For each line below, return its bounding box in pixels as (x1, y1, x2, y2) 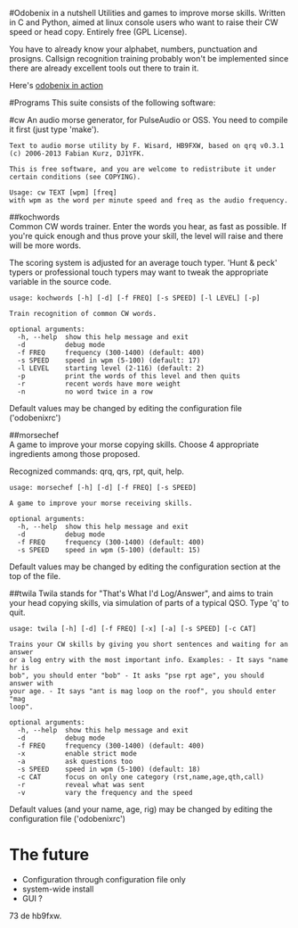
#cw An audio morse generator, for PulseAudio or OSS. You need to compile (9, 115, 288, 125)
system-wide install (21, 883, 94, 894)
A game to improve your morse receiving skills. (9, 499, 193, 508)
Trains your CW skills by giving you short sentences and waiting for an (9, 640, 289, 649)
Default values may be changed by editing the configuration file (9, 403, 243, 413)
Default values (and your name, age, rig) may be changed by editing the (9, 804, 273, 815)
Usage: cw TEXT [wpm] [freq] (9, 188, 117, 197)
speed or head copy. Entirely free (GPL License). (9, 27, 188, 37)
